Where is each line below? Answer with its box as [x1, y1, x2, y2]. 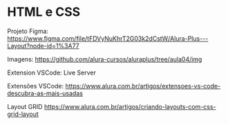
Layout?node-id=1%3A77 [7, 41, 79, 50]
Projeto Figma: [7, 27, 49, 35]
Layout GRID [7, 102, 43, 110]
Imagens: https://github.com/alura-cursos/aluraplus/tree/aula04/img [7, 55, 202, 63]
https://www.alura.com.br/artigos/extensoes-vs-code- [65, 81, 221, 90]
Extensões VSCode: [7, 81, 64, 90]
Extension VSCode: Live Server [7, 68, 97, 77]
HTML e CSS [7, 4, 81, 20]
